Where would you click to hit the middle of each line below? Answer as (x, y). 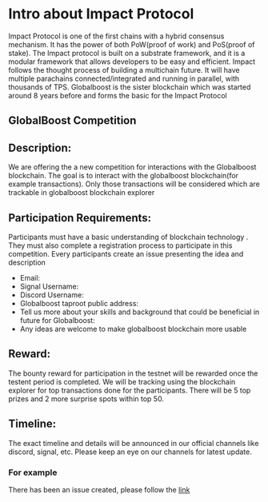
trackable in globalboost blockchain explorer (82, 193)
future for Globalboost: (58, 320)
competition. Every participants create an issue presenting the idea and (126, 253)
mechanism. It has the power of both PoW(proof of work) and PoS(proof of (132, 44)
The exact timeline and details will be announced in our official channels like (134, 443)
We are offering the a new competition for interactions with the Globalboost (132, 167)
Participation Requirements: (80, 218)
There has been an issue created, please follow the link (99, 489)
